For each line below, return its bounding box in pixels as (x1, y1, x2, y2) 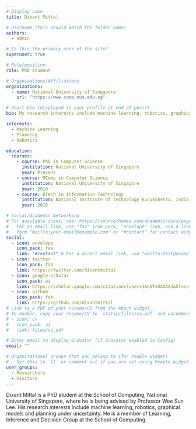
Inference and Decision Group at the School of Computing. (6, 416, 147, 423)
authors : (6, 30, 27, 36)
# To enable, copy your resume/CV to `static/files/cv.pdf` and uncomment (6, 311, 192, 317)
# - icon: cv (6, 316, 38, 322)
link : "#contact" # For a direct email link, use (16, 251, 140, 257)
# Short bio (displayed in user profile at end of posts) (6, 105, 150, 111)
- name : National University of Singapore (11, 89, 116, 95)
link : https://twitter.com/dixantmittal (16, 267, 116, 273)
